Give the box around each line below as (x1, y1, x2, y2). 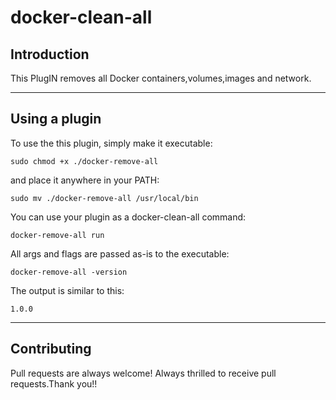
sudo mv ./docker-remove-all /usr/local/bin (10, 193, 199, 203)
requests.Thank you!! (10, 377, 98, 390)
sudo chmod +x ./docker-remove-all (10, 156, 159, 166)
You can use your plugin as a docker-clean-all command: (10, 211, 247, 223)
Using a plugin (10, 111, 102, 128)
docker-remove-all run (10, 230, 105, 240)
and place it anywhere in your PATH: (10, 174, 160, 186)
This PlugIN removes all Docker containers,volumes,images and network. (10, 72, 312, 84)
